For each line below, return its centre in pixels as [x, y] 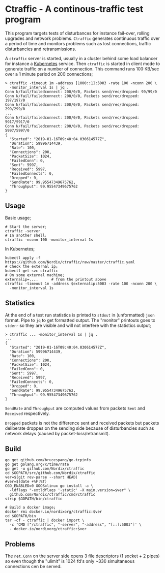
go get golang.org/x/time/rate [37, 464]
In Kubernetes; [20, 249]
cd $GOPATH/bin [21, 516]
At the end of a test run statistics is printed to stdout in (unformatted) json [80, 315]
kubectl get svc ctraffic [31, 271]
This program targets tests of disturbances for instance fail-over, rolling [77, 33]
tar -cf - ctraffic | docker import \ [45, 520]
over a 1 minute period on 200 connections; [49, 74]
